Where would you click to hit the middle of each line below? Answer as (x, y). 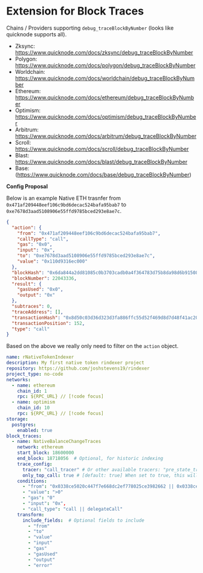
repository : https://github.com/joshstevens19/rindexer (78, 368)
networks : (19, 379)
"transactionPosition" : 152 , (48, 323)
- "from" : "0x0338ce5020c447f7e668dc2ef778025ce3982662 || (98, 486)
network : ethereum (40, 447)
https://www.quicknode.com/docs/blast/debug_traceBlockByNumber (101, 162)
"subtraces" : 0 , (32, 307)
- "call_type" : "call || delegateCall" (72, 509)
